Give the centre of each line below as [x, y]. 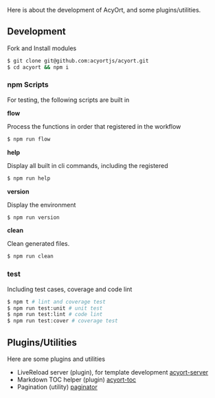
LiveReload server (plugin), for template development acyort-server [113, 372]
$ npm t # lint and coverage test [57, 302]
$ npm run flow [29, 139]
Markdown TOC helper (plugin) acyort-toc [77, 379]
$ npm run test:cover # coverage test [63, 321]
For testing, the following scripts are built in [68, 100]
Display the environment [42, 205]
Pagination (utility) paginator [57, 387]
